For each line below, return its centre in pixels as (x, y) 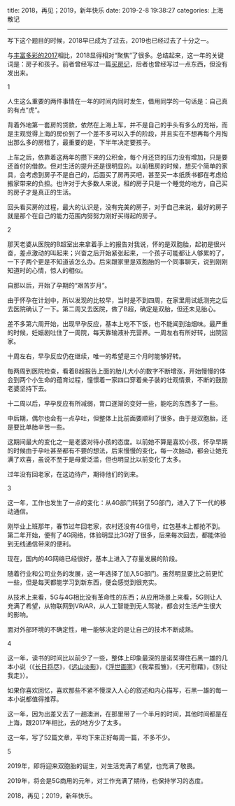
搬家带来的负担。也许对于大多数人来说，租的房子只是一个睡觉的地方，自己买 (117, 183)
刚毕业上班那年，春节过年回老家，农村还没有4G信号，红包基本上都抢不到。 (116, 526)
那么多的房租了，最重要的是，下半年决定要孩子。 (84, 142)
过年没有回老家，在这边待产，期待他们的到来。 (74, 474)
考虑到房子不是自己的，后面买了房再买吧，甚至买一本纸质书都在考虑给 (127, 175)
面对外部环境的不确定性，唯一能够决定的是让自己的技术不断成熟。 (102, 629)
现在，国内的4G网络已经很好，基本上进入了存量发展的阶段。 (94, 559)
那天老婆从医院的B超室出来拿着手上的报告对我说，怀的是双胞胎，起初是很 (114, 244)
